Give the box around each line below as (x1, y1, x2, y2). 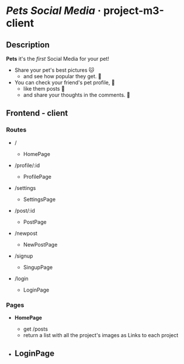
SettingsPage (23, 196, 56, 203)
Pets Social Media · (6, 4, 101, 18)
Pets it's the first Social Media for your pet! (6, 56, 110, 62)
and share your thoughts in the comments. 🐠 (23, 92, 130, 98)
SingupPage (23, 264, 53, 271)
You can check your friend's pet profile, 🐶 (14, 79, 115, 86)
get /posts (23, 325, 48, 332)
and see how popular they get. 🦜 (23, 73, 102, 79)
